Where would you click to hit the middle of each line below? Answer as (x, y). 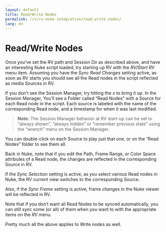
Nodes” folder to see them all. (36, 144)
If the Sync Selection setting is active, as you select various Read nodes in (82, 174)
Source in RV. (19, 165)
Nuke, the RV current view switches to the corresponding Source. (73, 180)
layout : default (22, 10)
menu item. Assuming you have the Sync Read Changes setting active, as (81, 73)
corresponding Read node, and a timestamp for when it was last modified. (81, 109)
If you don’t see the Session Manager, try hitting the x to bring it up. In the (81, 93)
